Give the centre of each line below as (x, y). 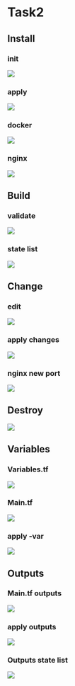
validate (22, 216)
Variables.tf (28, 469)
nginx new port (34, 373)
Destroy (25, 410)
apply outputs (32, 627)
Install (21, 39)
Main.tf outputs (35, 593)
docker (20, 125)
